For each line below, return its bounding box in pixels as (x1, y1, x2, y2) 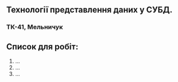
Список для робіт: (6, 42, 79, 52)
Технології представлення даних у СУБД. (6, 5, 173, 15)
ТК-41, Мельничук (6, 23, 64, 31)
